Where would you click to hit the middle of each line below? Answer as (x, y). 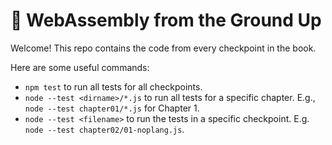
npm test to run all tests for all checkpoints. (113, 86)
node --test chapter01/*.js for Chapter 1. (112, 108)
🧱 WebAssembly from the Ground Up (166, 20)
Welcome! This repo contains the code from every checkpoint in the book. (163, 48)
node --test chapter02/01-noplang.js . (104, 129)
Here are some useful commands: (80, 67)
